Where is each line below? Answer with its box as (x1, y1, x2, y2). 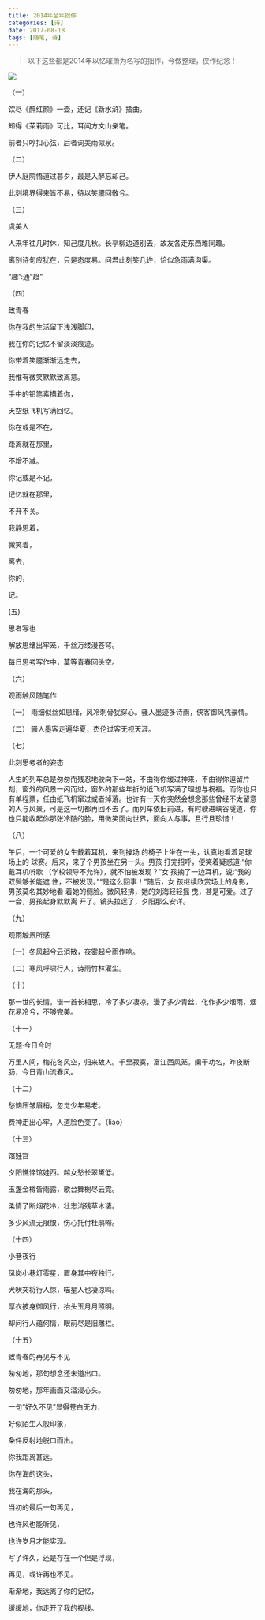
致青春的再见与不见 (8, 1352, 71, 1361)
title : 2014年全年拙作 (8, 11, 77, 20)
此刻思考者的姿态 (8, 758, 64, 767)
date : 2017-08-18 (8, 26, 65, 34)
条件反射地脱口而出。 (8, 1436, 77, 1445)
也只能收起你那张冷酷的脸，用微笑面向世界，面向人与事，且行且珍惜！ (8, 814, 237, 824)
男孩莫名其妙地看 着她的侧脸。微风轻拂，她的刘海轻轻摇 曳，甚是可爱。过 (8, 887, 247, 896)
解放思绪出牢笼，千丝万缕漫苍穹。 (8, 640, 119, 650)
